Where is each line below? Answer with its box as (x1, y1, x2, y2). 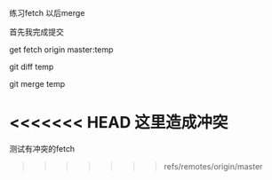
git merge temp (9, 79, 66, 89)
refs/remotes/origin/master (164, 160, 263, 171)
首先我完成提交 (9, 27, 64, 37)
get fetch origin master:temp (9, 44, 114, 55)
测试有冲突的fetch (9, 143, 76, 153)
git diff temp (9, 61, 54, 72)
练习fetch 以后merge (9, 8, 85, 18)
